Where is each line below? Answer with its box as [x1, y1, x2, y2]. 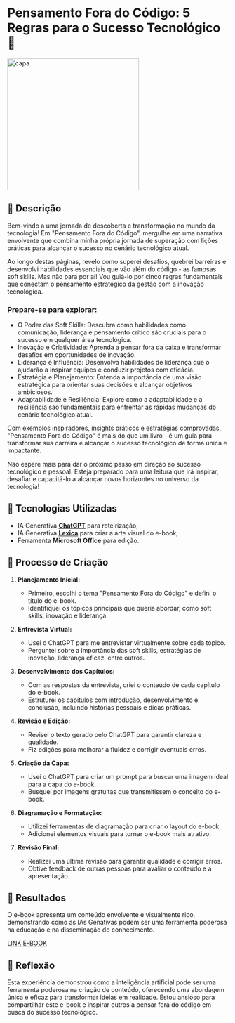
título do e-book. [27, 596, 76, 605]
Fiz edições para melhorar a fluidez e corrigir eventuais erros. [27, 745, 207, 753]
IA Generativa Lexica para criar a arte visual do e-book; [17, 528, 179, 537]
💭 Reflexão [7, 959, 55, 971]
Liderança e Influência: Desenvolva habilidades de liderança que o [17, 358, 210, 367]
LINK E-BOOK [7, 939, 48, 948]
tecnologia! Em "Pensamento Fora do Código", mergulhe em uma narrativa [7, 228, 222, 237]
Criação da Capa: [17, 759, 69, 767]
